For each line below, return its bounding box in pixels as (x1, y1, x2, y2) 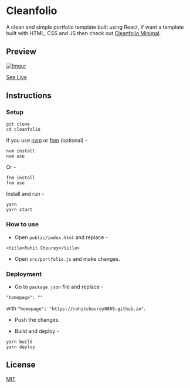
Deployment (6, 270, 42, 278)
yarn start (6, 207, 33, 213)
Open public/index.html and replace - (14, 233, 108, 241)
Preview (6, 47, 37, 57)
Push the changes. (14, 316, 60, 324)
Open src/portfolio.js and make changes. (14, 255, 120, 262)
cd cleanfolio (6, 127, 41, 132)
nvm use (6, 154, 25, 159)
